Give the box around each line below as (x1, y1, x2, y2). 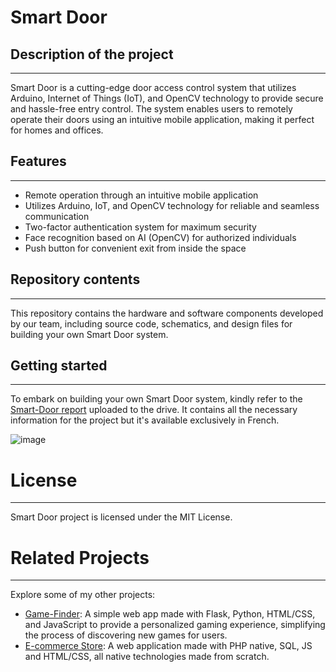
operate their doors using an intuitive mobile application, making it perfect (10, 114, 315, 125)
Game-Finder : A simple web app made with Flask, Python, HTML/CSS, (24, 608, 316, 620)
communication (24, 210, 90, 222)
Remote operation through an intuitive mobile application (24, 189, 259, 201)
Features (10, 153, 67, 170)
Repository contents (10, 271, 141, 288)
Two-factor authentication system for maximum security (24, 221, 257, 233)
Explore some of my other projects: (10, 589, 156, 601)
